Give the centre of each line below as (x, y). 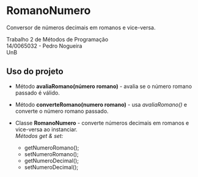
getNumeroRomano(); (52, 148)
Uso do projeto (35, 72)
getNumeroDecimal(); (52, 161)
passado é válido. (37, 93)
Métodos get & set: (39, 135)
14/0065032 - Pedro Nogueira (44, 46)
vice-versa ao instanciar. (46, 129)
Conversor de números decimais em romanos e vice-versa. (81, 27)
